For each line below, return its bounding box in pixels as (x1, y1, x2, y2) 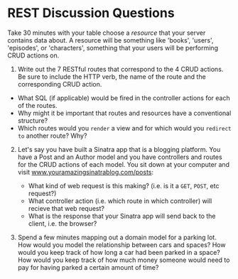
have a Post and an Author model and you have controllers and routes (17, 153, 222, 161)
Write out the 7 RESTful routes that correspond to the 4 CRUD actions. (17, 65, 224, 73)
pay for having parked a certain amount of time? (17, 263, 159, 271)
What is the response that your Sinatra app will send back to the (28, 212, 216, 220)
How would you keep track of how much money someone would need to (17, 256, 230, 264)
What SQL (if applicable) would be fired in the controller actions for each (17, 94, 230, 102)
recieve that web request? (28, 204, 105, 212)
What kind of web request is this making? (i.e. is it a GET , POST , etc (28, 181, 220, 190)
